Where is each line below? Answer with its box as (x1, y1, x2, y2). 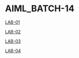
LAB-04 (5, 48, 21, 54)
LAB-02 (5, 29, 21, 34)
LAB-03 (5, 38, 21, 44)
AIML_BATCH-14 (5, 3, 75, 14)
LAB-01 (5, 19, 20, 25)
